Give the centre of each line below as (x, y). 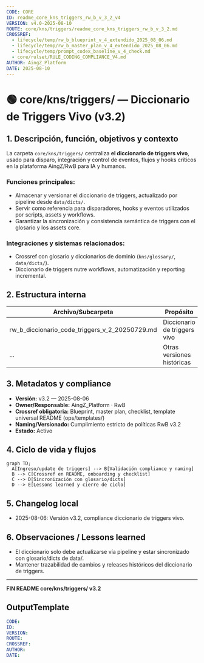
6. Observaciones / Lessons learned (76, 537)
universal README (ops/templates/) (60, 418)
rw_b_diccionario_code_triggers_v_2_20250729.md (83, 329)
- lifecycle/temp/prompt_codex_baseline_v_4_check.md (81, 52)
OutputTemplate (38, 607)
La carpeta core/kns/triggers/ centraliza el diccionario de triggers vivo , (98, 153)
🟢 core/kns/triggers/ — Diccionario (98, 99)
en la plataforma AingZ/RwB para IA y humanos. (66, 166)
